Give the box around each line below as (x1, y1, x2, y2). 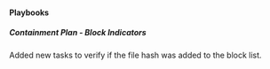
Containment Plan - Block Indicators (9, 27, 147, 38)
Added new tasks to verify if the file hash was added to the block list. (9, 50, 262, 60)
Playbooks (9, 7, 50, 18)
